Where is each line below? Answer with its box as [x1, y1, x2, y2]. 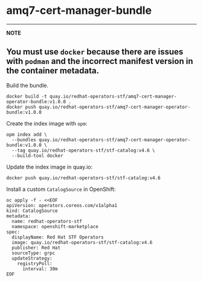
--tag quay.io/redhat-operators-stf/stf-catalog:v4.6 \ [11, 147, 155, 153]
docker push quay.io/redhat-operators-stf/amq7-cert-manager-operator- [6, 104, 190, 110]
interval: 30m [22, 266, 59, 272]
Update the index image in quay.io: [6, 163, 92, 170]
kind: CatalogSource [6, 208, 59, 214]
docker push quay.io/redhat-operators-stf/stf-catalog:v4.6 [6, 175, 161, 181]
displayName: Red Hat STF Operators [11, 234, 104, 240]
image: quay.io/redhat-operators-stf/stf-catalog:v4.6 [11, 239, 153, 245]
